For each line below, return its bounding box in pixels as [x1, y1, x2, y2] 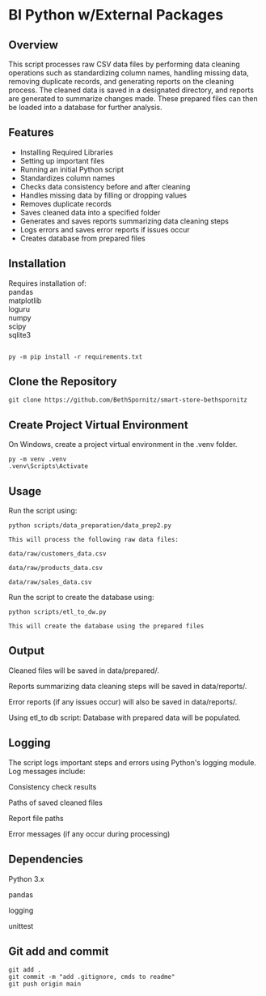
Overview [8, 38, 59, 52]
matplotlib [8, 296, 42, 305]
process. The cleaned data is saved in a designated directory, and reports [8, 85, 255, 95]
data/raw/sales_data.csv [8, 578, 92, 586]
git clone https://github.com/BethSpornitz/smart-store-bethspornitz [8, 396, 248, 404]
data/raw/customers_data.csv [8, 550, 107, 558]
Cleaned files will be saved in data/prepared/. [8, 666, 159, 675]
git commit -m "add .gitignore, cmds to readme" [8, 973, 175, 981]
